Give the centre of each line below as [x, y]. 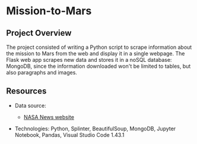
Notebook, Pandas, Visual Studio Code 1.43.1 [69, 134]
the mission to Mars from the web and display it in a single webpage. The [96, 54]
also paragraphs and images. [42, 72]
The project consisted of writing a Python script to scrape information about [99, 47]
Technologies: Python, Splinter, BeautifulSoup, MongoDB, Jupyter [95, 129]
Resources [26, 91]
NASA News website [49, 117]
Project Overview [39, 33]
